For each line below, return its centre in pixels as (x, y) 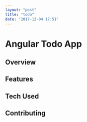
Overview (21, 62)
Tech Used (22, 96)
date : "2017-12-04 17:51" (32, 19)
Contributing (25, 113)
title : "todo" (20, 14)
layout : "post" (21, 10)
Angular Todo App (43, 44)
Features (19, 79)
